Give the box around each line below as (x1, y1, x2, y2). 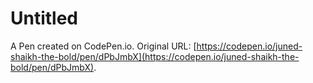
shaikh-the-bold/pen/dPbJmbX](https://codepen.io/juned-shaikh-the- (10, 50, 300, 62)
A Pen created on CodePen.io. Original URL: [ (10, 40, 197, 52)
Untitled (10, 7, 79, 30)
